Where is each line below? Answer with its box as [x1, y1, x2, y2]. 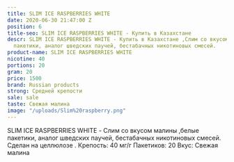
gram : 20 [7, 68, 33, 75]
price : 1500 [7, 74, 42, 82]
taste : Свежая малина [7, 101, 70, 108]
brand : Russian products [7, 81, 79, 88]
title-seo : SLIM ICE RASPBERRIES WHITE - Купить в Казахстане [7, 29, 192, 37]
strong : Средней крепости [7, 88, 82, 95]
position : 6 [7, 23, 42, 30]
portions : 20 [7, 62, 45, 69]
